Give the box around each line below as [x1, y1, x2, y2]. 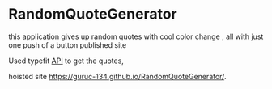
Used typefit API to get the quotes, [8, 56, 124, 66]
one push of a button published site [8, 40, 127, 49]
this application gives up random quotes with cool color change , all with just [8, 32, 264, 41]
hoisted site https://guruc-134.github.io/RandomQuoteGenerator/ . [8, 71, 227, 81]
